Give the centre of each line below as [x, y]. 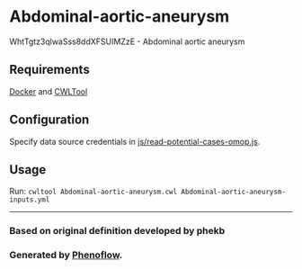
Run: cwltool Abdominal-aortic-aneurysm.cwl [93, 192]
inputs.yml [30, 200]
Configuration [49, 120]
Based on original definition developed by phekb [117, 231]
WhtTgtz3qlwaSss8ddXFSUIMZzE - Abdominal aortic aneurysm [127, 41]
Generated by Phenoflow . [66, 256]
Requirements [49, 70]
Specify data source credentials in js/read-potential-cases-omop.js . [135, 141]
